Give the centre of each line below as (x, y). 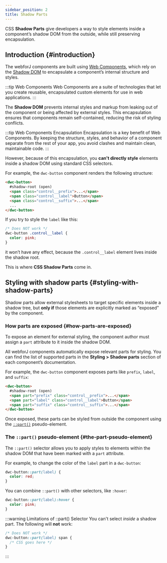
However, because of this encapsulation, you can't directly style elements (82, 158)
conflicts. (15, 123)
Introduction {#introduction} (50, 55)
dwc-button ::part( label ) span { (39, 538)
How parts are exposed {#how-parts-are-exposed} (68, 326)
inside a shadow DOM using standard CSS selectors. (59, 164)
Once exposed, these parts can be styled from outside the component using (83, 419)
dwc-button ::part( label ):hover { (40, 500)
